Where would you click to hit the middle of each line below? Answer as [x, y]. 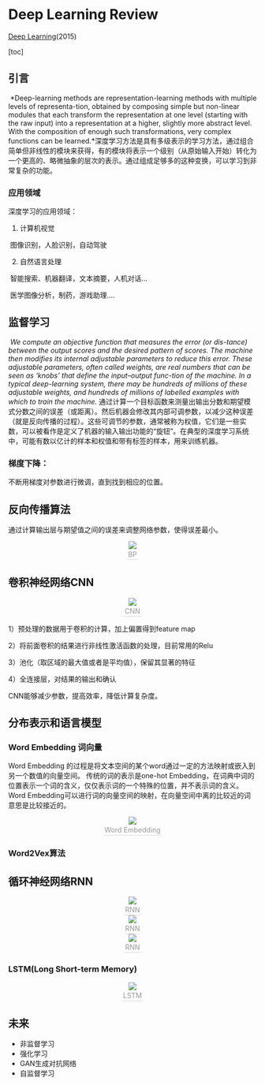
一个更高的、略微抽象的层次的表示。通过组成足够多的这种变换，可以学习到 [129, 160]
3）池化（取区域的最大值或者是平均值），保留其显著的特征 [102, 662]
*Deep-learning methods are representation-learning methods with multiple [133, 98]
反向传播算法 [39, 509]
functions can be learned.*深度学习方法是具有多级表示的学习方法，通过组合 [131, 140]
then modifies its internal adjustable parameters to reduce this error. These [130, 358]
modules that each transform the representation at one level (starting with [128, 114]
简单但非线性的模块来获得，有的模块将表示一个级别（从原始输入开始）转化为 [132, 151]
